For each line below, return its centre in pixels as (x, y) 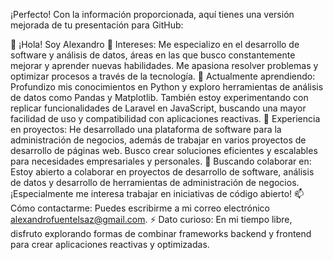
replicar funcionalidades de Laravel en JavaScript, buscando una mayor (158, 108)
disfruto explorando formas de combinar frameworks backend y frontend (161, 233)
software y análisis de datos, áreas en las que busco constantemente (153, 55)
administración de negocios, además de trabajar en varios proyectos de (158, 140)
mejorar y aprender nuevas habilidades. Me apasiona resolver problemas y (164, 65)
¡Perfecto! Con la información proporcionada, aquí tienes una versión (152, 14)
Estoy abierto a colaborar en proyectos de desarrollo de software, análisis (162, 172)
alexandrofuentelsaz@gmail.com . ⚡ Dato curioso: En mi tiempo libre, (151, 219)
